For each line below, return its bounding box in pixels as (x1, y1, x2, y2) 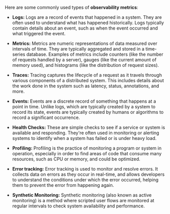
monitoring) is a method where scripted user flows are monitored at (12, 198, 155, 203)
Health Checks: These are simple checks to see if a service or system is (12, 125, 165, 130)
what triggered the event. (12, 31, 66, 36)
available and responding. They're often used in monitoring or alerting (12, 130, 159, 136)
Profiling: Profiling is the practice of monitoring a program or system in (12, 145, 162, 151)
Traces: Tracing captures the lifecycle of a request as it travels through (12, 72, 162, 78)
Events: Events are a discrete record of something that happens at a (12, 98, 156, 104)
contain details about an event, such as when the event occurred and (12, 25, 158, 31)
